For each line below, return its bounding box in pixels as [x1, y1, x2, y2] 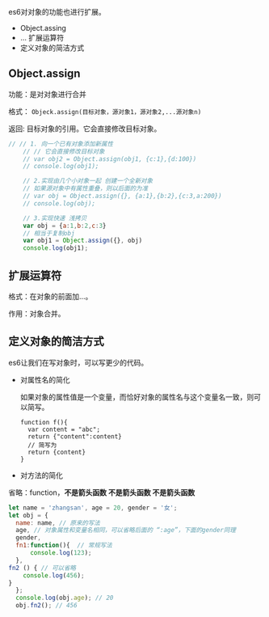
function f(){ [19, 418, 68, 426]
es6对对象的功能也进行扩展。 [8, 7, 107, 16]
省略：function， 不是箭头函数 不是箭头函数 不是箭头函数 [8, 488, 195, 497]
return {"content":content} [27, 432, 123, 441]
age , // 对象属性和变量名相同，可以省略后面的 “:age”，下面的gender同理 [15, 526, 237, 535]
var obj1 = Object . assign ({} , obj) [23, 237, 143, 245]
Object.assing [19, 23, 67, 32]
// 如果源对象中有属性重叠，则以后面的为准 [23, 184, 149, 192]
